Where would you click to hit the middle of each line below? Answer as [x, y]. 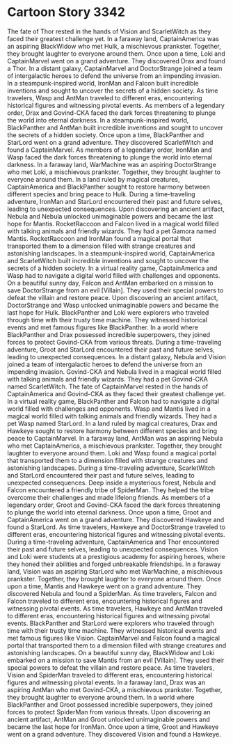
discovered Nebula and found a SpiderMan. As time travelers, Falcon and [112, 593]
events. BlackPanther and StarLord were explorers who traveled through [111, 623]
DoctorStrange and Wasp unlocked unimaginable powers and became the [113, 305]
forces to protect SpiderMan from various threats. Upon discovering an [109, 712]
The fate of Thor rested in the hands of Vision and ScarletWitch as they [109, 31]
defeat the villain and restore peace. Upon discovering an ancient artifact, [113, 297]
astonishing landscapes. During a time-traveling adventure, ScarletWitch [111, 468]
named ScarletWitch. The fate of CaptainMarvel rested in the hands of [108, 386]
